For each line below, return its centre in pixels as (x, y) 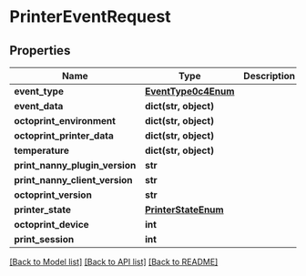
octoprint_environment (65, 121)
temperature (42, 150)
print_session (44, 239)
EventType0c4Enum (189, 91)
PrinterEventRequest (90, 17)
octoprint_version (53, 195)
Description (270, 76)
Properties (40, 51)
